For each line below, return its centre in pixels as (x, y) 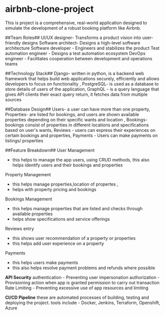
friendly (13, 42)
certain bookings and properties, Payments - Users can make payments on (82, 135)
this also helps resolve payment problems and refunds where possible (84, 268)
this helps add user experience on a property (58, 243)
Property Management (28, 174)
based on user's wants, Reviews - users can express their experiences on (80, 130)
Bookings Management (29, 199)
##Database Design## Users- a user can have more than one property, (78, 109)
